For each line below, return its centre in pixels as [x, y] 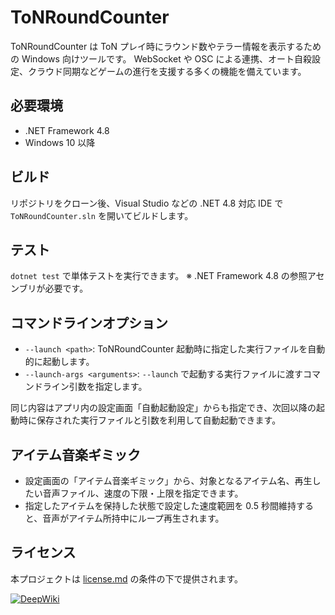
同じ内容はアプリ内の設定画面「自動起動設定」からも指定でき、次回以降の [163, 408]
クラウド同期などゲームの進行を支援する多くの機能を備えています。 [167, 71]
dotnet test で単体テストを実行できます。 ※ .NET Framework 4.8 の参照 [159, 276]
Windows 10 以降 [60, 142]
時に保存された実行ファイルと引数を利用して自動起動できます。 [150, 420]
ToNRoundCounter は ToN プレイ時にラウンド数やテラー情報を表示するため [166, 46]
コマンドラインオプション [89, 322]
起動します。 [68, 362]
